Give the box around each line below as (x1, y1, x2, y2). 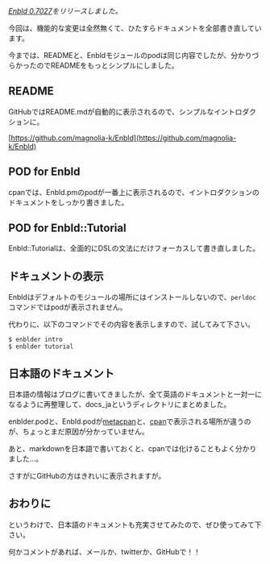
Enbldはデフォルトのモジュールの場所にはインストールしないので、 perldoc (8, 292, 256, 302)
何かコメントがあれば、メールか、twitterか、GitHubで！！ (8, 546, 201, 557)
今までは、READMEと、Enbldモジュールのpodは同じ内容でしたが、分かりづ (8, 51, 260, 60)
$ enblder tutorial (8, 342, 74, 351)
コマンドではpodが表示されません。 (8, 302, 127, 312)
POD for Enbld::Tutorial (8, 222, 127, 235)
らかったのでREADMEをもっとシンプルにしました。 (8, 60, 179, 70)
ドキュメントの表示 (8, 269, 104, 283)
